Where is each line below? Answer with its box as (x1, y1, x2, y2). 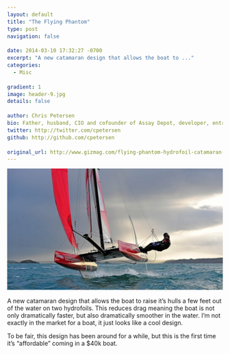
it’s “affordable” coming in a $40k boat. (7, 339, 118, 347)
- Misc (13, 69, 32, 75)
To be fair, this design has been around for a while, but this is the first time (7, 331, 216, 340)
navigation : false (7, 33, 60, 40)
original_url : (7, 148, 48, 156)
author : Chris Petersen (7, 113, 75, 119)
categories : (7, 62, 41, 69)
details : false (7, 98, 51, 105)
